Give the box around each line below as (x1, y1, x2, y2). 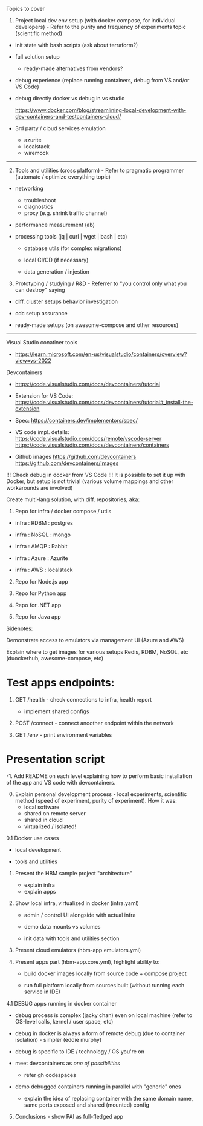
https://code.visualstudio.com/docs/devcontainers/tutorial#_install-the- (14, 399, 193, 406)
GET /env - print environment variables (14, 731, 112, 738)
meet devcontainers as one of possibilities (14, 1059, 121, 1067)
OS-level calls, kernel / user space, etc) (14, 1018, 114, 1025)
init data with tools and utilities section (24, 935, 120, 942)
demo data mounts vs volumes (24, 923, 101, 930)
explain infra (24, 881, 56, 889)
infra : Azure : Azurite (14, 555, 68, 562)
